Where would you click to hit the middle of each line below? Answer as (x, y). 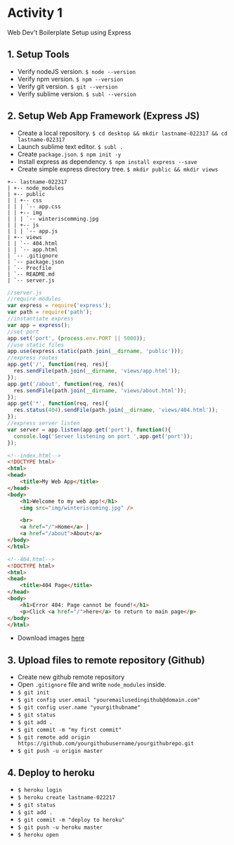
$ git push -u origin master (60, 751)
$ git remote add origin (54, 737)
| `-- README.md (31, 274)
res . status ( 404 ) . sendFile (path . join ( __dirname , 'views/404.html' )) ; (116, 410)
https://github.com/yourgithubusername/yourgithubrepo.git (106, 744)
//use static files (36, 345)
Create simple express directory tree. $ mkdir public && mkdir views (118, 169)
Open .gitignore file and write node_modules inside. (92, 685)
